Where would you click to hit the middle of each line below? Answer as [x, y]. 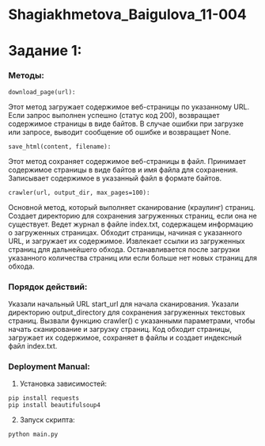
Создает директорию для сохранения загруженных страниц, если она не [132, 215]
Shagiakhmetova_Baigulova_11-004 [127, 15]
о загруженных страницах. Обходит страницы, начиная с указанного [125, 232]
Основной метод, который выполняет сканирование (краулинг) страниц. [132, 207]
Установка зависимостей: [63, 384]
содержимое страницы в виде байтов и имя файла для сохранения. [123, 170]
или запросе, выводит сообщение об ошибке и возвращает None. [119, 132]
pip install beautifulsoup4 [55, 406]
